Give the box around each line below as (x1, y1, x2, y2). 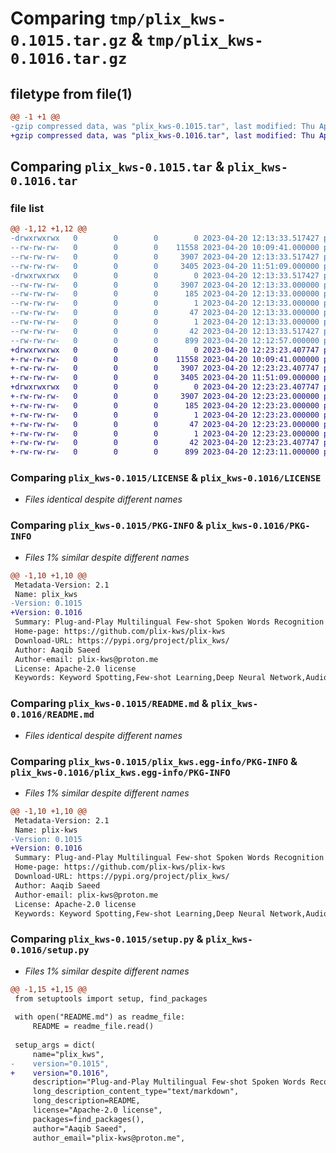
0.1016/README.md (10, 709, 95, 721)
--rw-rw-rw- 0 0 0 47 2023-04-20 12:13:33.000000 (10, 308, 320, 318)
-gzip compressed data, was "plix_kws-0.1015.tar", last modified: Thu (10, 121, 315, 131)
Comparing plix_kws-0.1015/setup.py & (10, 932, 204, 946)
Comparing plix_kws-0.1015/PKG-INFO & (10, 518, 204, 532)
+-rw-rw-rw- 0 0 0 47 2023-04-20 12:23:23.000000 (10, 419, 320, 429)
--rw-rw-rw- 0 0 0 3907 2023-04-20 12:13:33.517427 (10, 252, 320, 262)
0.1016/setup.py (10, 945, 90, 956)
